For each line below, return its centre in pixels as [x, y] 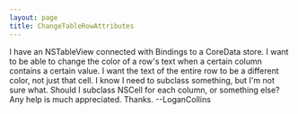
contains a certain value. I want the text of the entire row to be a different [145, 70]
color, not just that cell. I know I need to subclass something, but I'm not [142, 80]
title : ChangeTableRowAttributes [72, 26]
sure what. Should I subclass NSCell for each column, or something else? [145, 90]
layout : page [34, 18]
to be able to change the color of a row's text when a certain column [136, 61]
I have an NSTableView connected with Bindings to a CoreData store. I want [149, 51]
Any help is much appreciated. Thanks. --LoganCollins [110, 99]
